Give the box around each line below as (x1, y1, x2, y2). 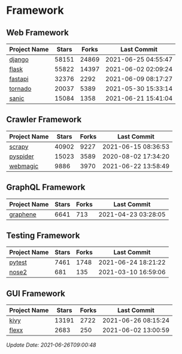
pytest (9, 258, 27, 267)
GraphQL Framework (6, 182, 86, 192)
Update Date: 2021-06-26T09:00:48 (6, 341, 97, 349)
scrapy (9, 142, 29, 150)
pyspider (9, 152, 34, 161)
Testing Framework (6, 231, 80, 241)
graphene (9, 210, 37, 219)
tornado (9, 84, 32, 93)
